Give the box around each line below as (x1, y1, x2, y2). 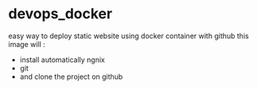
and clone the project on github (19, 72, 123, 81)
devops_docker (8, 5, 113, 23)
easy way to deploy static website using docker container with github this (8, 31, 249, 41)
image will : (8, 39, 45, 48)
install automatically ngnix (19, 55, 105, 64)
